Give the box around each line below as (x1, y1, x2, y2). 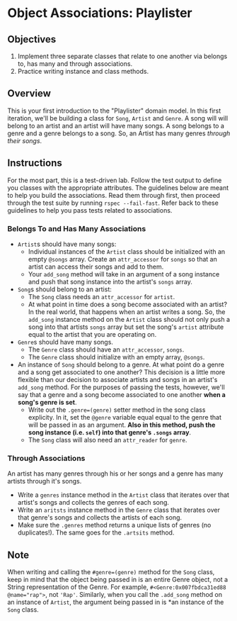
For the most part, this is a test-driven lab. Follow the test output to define (7, 176, 222, 184)
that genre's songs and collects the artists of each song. (17, 513, 183, 522)
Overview (7, 87, 52, 100)
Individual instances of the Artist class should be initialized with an (28, 247, 226, 256)
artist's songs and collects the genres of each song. (17, 498, 170, 507)
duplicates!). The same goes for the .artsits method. (17, 528, 175, 537)
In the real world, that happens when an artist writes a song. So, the (28, 307, 226, 316)
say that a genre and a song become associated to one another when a (17, 390, 226, 398)
